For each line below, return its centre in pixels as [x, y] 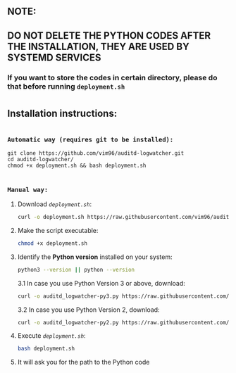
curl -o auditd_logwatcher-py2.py [68, 322]
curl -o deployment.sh [51, 217]
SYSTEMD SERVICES [54, 57]
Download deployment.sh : [55, 204]
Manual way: [28, 190]
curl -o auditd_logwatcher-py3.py [68, 296]
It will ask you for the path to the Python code [83, 362]
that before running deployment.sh [66, 86]
